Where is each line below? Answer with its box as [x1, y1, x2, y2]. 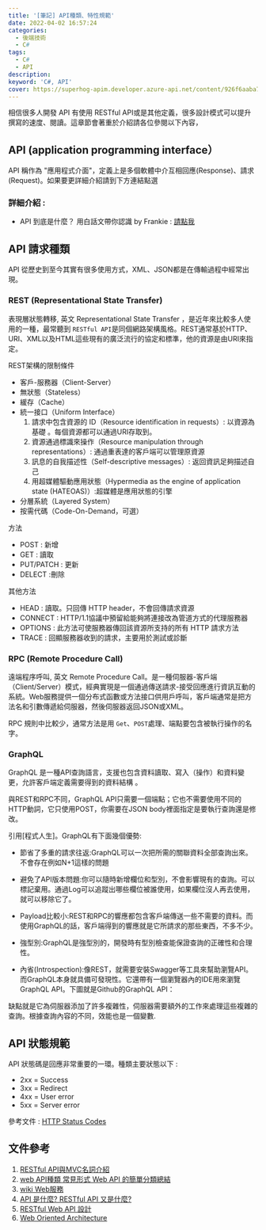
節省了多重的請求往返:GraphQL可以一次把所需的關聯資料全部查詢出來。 [19, 848, 253, 858]
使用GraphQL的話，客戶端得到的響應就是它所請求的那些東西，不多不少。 [19, 921, 257, 931]
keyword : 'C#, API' [8, 78, 73, 86]
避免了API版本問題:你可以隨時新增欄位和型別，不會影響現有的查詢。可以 [19, 874, 256, 884]
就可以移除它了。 [19, 894, 76, 904]
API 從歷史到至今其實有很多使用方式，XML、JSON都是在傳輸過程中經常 [8, 265, 243, 274]
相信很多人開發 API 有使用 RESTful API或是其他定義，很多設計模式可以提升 [8, 108, 252, 117]
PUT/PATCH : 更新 [19, 559, 79, 569]
